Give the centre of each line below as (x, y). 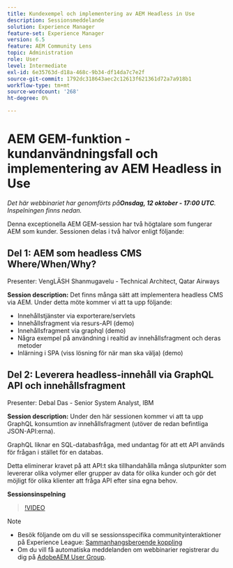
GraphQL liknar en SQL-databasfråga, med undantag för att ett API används (116, 444)
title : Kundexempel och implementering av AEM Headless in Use (101, 14)
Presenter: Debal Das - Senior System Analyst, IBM (81, 402)
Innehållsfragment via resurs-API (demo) (76, 323)
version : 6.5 (26, 40)
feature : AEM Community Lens (50, 46)
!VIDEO (35, 507)
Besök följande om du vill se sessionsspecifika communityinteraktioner (119, 534)
